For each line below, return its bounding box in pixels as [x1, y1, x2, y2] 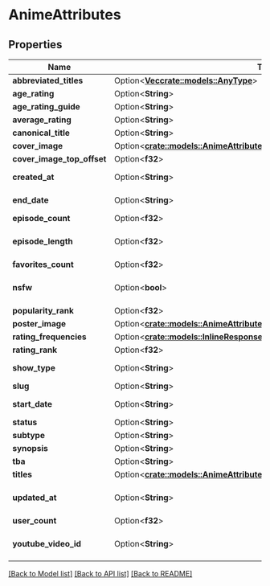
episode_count [12, 213, 71, 223]
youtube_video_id [12, 539, 82, 549]
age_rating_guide [12, 101, 80, 112]
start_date [12, 399, 53, 409]
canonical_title [12, 127, 70, 138]
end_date [12, 195, 50, 206]
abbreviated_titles [12, 75, 84, 86]
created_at [12, 171, 55, 182]
